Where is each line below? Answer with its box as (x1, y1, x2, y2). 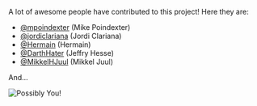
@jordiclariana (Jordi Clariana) (19, 32, 122, 40)
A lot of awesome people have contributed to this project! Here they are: (8, 7, 249, 16)
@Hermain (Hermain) (19, 40, 91, 49)
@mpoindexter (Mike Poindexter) (19, 23, 131, 32)
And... (8, 73, 28, 82)
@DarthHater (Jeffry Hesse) (19, 49, 115, 57)
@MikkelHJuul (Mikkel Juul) (19, 57, 113, 66)
